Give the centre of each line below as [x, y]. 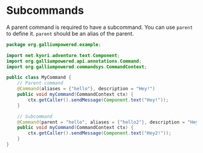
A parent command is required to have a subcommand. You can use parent [100, 27]
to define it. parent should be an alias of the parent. [70, 33]
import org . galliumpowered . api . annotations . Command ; [74, 61]
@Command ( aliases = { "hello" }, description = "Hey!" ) [86, 89]
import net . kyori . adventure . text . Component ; [63, 55]
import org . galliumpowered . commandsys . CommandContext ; [77, 67]
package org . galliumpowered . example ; [54, 45]
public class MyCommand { [39, 78]
